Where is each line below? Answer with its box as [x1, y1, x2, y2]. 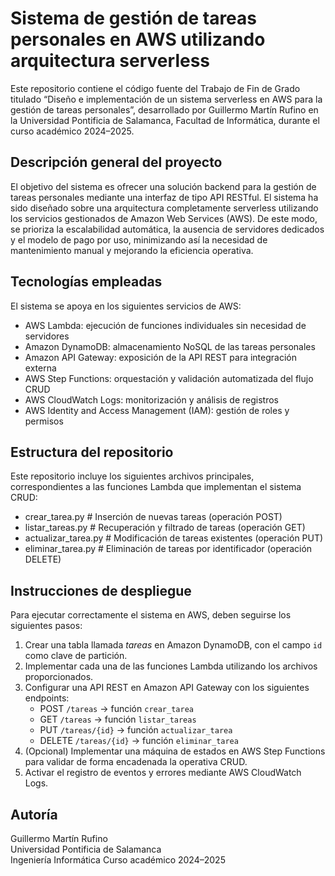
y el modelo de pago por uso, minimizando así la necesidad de [10, 233, 268, 246]
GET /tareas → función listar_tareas [39, 713, 197, 726]
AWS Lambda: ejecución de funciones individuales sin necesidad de [24, 319, 307, 331]
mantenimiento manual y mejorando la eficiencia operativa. [10, 244, 254, 256]
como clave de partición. [24, 650, 128, 662]
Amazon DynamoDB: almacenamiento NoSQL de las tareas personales [24, 340, 316, 352]
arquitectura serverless [10, 50, 211, 72]
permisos [24, 415, 64, 427]
